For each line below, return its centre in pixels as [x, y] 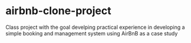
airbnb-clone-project [58, 11]
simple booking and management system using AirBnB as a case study [92, 33]
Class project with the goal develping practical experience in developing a [95, 27]
